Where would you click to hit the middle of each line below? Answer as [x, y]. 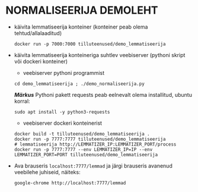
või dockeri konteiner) [41, 61]
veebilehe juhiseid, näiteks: [47, 172]
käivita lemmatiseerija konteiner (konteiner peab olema [81, 27]
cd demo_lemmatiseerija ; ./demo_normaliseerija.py [79, 84]
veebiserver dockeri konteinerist [62, 123]
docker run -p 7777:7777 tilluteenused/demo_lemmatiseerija [90, 139]
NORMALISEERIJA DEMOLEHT [82, 10]
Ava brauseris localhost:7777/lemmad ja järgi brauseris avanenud [93, 166]
